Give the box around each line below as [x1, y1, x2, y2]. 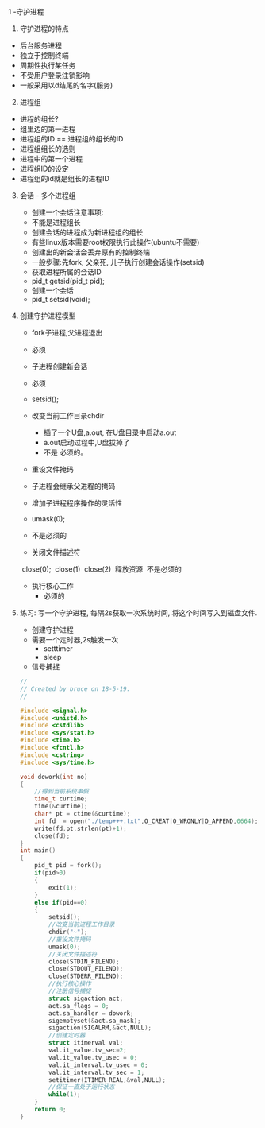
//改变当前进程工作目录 [48, 921, 115, 928]
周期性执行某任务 [19, 60, 76, 70]
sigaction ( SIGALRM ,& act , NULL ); [48, 1024, 152, 1032]
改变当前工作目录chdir [31, 411, 105, 420]
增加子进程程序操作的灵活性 [31, 498, 123, 507]
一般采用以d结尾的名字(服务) [19, 80, 113, 90]
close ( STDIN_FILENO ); [48, 957, 121, 966]
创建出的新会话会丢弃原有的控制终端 [31, 247, 151, 257]
